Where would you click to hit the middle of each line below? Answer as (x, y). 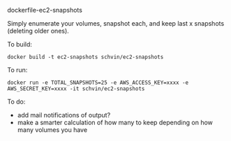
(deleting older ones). (38, 31)
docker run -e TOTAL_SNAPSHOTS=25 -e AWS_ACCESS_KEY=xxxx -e (98, 83)
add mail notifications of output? (64, 115)
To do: (16, 101)
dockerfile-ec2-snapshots (45, 10)
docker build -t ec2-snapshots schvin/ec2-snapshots (85, 57)
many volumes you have (52, 130)
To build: (20, 44)
